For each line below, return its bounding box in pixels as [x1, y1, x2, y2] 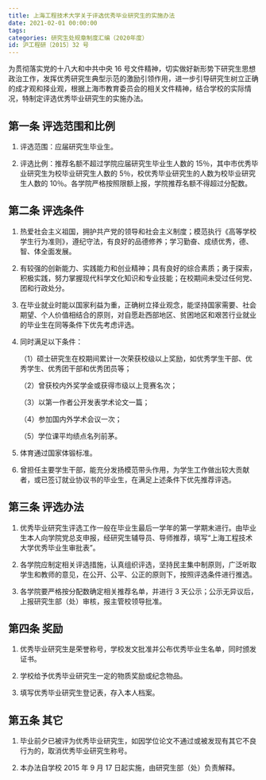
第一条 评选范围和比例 [8, 119, 115, 133]
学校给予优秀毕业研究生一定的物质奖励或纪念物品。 [19, 671, 187, 681]
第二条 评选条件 [8, 204, 84, 218]
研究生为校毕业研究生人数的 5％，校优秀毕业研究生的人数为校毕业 [26, 168, 242, 178]
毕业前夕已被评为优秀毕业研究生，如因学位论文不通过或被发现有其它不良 [19, 736, 256, 746]
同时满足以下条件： [19, 337, 83, 346]
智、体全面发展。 [19, 246, 76, 256]
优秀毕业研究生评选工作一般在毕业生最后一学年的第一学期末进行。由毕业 [19, 523, 256, 532]
